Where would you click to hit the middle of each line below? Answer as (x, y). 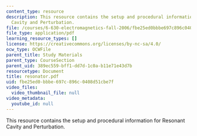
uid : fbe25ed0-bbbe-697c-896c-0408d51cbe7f (60, 82)
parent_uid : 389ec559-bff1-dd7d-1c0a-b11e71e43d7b (69, 66)
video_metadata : (26, 98)
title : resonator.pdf (33, 76)
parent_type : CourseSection (40, 60)
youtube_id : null (33, 104)
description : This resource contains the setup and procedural (85, 17)
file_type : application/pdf (40, 33)
